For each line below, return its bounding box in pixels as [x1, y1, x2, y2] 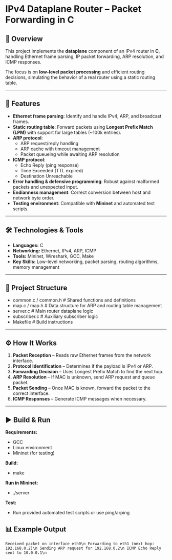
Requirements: [5, 429, 37, 435]
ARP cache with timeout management [20, 146, 100, 152]
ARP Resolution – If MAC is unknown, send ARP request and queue [12, 374, 155, 380]
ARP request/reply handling [20, 140, 79, 146]
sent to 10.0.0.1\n [5, 550, 47, 555]
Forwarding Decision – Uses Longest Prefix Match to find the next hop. [12, 369, 164, 375]
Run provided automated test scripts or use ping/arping [12, 510, 130, 516]
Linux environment [12, 445, 52, 451]
